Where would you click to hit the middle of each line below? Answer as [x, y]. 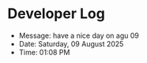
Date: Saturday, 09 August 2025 [71, 43]
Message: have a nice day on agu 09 [79, 35]
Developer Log [57, 14]
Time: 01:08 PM [44, 52]
